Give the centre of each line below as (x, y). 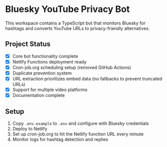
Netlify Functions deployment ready (49, 61)
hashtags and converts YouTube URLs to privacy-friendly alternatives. (77, 28)
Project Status (28, 44)
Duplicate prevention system (42, 73)
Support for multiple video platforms (50, 90)
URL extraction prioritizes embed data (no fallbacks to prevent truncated (87, 79)
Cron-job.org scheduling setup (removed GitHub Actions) (72, 67)
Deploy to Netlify (30, 129)
